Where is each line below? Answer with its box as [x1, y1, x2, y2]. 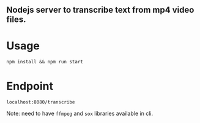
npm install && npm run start [6, 59, 84, 65]
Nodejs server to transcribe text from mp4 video [6, 5, 194, 15]
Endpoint [6, 79, 54, 93]
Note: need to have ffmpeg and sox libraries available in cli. [6, 110, 154, 118]
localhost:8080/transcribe [6, 99, 75, 105]
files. [6, 15, 26, 25]
